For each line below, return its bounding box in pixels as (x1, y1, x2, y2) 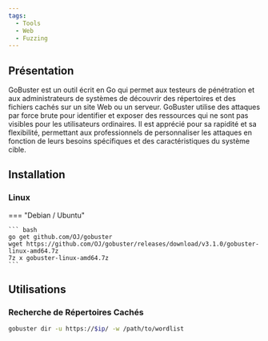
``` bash (8, 225, 38, 233)
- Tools (15, 19, 42, 27)
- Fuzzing (15, 34, 48, 43)
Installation (8, 168, 66, 181)
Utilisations (8, 282, 66, 297)
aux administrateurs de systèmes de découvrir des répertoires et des (8, 94, 236, 104)
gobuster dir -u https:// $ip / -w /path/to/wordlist (8, 325, 184, 333)
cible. (8, 145, 26, 155)
